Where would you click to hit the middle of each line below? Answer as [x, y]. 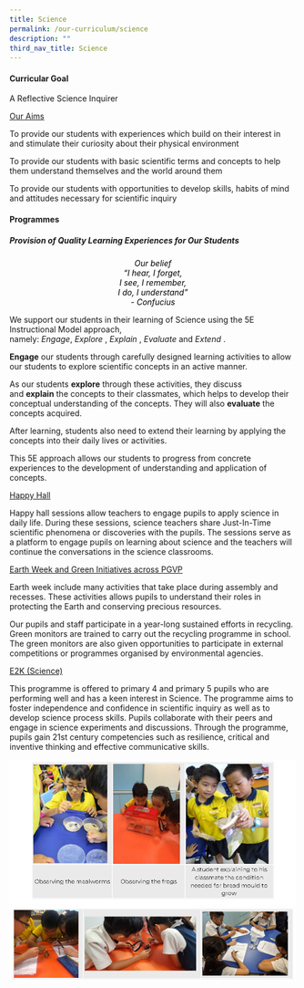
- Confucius [153, 302]
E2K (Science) [36, 671]
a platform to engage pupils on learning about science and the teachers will [151, 542]
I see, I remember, [153, 283]
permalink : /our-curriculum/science [79, 29]
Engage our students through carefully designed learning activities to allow [151, 357]
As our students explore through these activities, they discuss [126, 384]
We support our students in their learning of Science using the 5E [132, 320]
